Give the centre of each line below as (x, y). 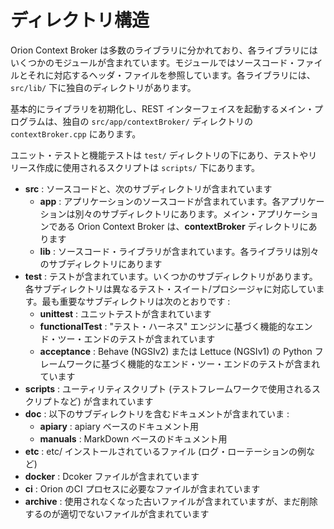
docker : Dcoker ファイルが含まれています (112, 476)
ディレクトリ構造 (80, 20)
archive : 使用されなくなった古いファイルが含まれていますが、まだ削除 (171, 501)
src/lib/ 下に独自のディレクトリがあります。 (103, 87)
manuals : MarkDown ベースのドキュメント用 (133, 438)
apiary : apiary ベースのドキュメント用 (119, 426)
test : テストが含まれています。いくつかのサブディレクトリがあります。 (171, 276)
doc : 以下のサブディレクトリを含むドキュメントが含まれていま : (157, 413)
